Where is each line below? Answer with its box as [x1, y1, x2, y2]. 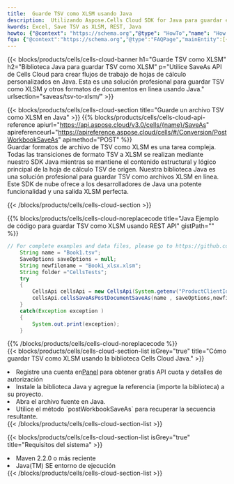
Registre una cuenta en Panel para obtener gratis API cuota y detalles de [16, 368, 223, 377]
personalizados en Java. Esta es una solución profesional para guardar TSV [7, 77, 225, 86]
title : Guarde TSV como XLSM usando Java [7, 10, 132, 17]
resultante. [7, 412, 38, 421]
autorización [7, 375, 43, 384]
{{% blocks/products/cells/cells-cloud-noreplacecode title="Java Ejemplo [7, 214, 219, 223]
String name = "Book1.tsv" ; [19, 249, 101, 256]
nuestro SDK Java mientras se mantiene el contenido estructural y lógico [7, 158, 217, 166]
